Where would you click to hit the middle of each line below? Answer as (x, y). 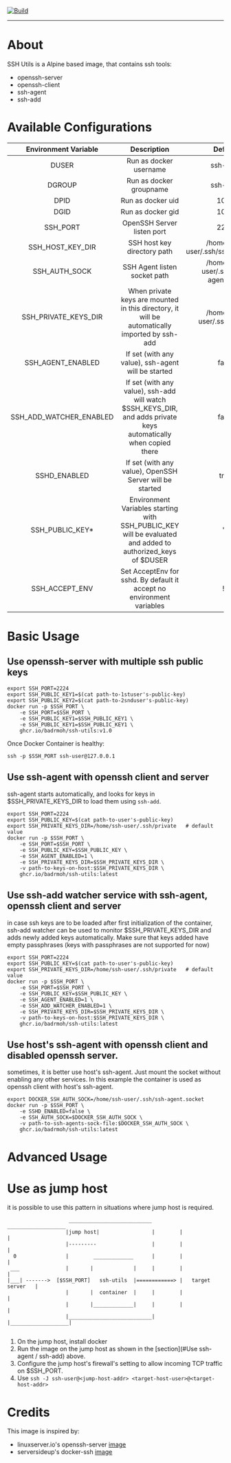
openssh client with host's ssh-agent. (60, 1087)
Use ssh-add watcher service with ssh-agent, (107, 896)
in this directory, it (150, 308)
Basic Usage (43, 636)
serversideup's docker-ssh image (65, 1452)
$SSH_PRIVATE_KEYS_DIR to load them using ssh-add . (84, 801)
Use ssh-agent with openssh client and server (108, 777)
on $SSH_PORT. (40, 1371)
